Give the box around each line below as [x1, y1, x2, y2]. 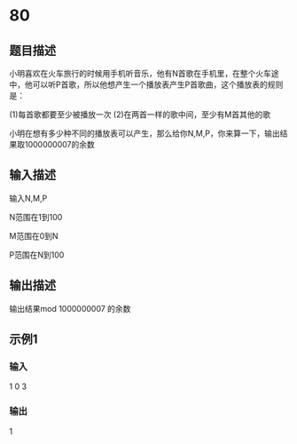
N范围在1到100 [9, 211, 63, 222]
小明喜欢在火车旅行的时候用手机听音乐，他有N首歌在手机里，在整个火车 [9, 68, 272, 78]
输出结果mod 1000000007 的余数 [9, 303, 131, 313]
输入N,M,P [9, 193, 48, 203]
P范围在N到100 [9, 250, 65, 260]
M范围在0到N [9, 230, 59, 241]
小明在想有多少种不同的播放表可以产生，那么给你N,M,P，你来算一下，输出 [9, 128, 281, 139]
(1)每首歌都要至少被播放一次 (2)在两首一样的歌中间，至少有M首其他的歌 [9, 109, 271, 120]
